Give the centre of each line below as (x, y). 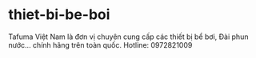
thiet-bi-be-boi (59, 15)
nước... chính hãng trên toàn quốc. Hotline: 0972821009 (100, 44)
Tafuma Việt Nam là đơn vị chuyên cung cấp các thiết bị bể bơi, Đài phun (128, 37)
